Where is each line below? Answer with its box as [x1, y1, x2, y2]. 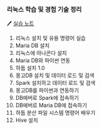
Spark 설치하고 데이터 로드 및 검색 [15, 79, 96, 87]
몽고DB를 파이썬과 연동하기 [15, 87, 79, 94]
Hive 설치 [15, 116, 38, 124]
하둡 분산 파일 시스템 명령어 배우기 [15, 109, 96, 116]
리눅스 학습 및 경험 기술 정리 [7, 5, 82, 13]
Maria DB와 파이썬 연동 [15, 57, 71, 64]
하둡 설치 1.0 [15, 64, 45, 72]
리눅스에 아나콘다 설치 [15, 50, 68, 57]
